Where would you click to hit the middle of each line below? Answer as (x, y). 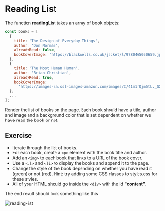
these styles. (25, 179)
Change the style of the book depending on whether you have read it (82, 168)
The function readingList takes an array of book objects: (62, 23)
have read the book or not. (32, 120)
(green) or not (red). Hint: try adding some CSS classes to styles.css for (85, 174)
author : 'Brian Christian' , (42, 73)
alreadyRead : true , (34, 77)
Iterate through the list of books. (45, 147)
